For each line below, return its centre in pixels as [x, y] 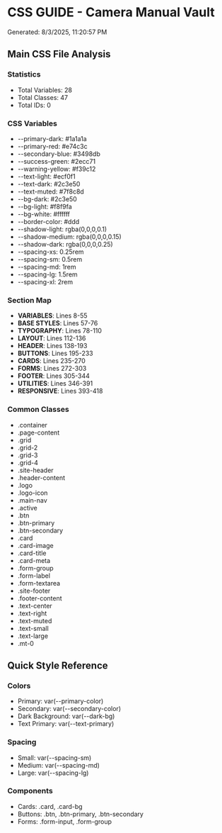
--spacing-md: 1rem [47, 267]
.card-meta [34, 560]
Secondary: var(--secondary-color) [69, 709]
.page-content [39, 432]
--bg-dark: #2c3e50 [47, 199]
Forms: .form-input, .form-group [64, 821]
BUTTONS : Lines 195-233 [55, 353]
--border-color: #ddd [48, 221]
